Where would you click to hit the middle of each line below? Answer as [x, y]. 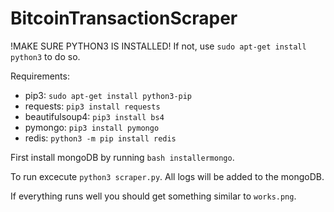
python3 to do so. [45, 56]
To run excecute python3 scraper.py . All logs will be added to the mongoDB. [167, 176]
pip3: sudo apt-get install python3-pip [108, 95]
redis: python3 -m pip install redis [100, 138]
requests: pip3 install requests [92, 106]
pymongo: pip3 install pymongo [92, 127]
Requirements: [40, 76]
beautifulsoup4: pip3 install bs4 [94, 116]
